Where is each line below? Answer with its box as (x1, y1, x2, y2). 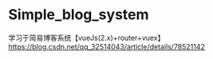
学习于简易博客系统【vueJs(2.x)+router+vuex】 (8, 33, 165, 42)
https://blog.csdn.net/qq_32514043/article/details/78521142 (8, 41, 206, 51)
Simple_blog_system (8, 6, 149, 24)
